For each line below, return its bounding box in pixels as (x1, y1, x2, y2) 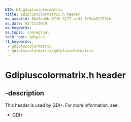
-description (5, 89, 44, 97)
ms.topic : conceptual (5, 30, 50, 35)
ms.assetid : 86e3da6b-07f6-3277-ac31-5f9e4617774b (5, 16, 111, 21)
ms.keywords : (5, 26, 32, 30)
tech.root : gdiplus (5, 35, 45, 40)
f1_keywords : (5, 39, 32, 44)
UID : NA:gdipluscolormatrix (5, 7, 63, 12)
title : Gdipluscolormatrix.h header (5, 12, 80, 17)
